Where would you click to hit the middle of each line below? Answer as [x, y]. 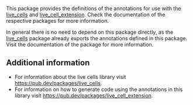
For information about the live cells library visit [70, 77]
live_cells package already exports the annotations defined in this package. [97, 38]
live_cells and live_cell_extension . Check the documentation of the [86, 15]
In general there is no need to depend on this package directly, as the [90, 32]
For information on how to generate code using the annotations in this [99, 89]
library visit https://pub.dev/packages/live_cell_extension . [84, 95]
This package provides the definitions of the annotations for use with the [94, 8]
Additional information [48, 63]
